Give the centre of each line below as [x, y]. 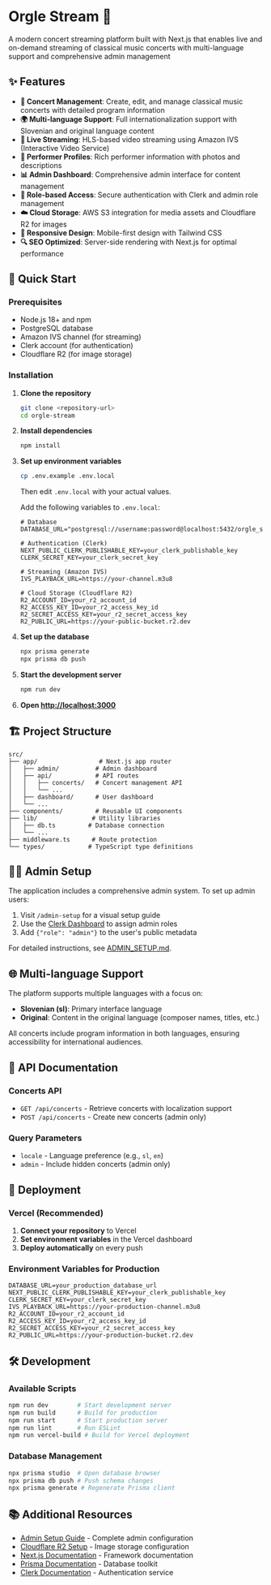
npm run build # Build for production [83, 1413]
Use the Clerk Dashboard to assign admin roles [99, 924]
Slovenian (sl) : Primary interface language [91, 1009]
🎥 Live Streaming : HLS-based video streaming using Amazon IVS [129, 139]
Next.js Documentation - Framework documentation [107, 1555]
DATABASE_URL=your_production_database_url [83, 1286]
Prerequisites [35, 302]
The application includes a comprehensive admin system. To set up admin [132, 891]
